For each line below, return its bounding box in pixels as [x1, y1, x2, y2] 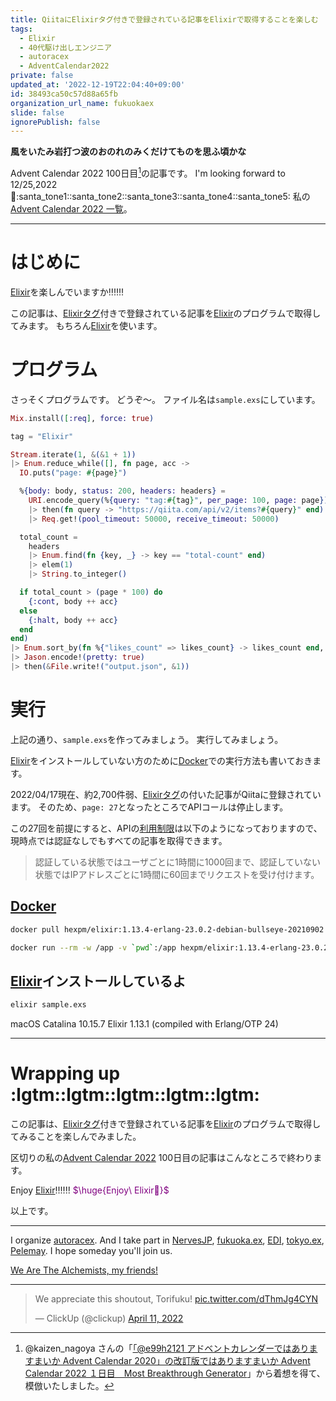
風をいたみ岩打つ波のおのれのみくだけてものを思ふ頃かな [10, 146, 247, 158]
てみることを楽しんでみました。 [10, 1131, 142, 1143]
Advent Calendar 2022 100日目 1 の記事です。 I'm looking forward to [10, 166, 286, 179]
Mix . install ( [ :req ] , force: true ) [10, 413, 155, 423]
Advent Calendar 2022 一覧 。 [10, 202, 133, 215]
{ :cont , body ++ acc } [28, 596, 118, 606]
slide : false [10, 107, 65, 118]
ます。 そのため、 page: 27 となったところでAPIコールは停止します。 [10, 801, 289, 813]
